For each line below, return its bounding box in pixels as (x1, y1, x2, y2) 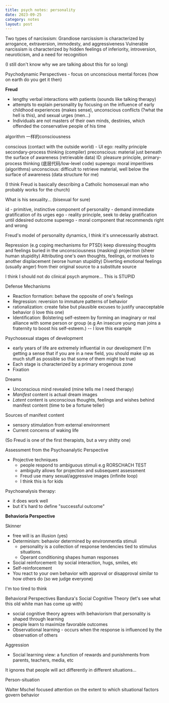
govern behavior (5, 692, 39, 698)
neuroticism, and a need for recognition (5, 52, 87, 58)
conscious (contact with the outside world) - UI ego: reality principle (5, 144, 147, 150)
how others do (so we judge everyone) (12, 576, 93, 582)
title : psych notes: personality (5, 7, 76, 13)
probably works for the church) (5, 187, 70, 193)
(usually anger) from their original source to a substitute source (5, 264, 137, 270)
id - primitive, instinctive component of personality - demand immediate (5, 206, 155, 213)
